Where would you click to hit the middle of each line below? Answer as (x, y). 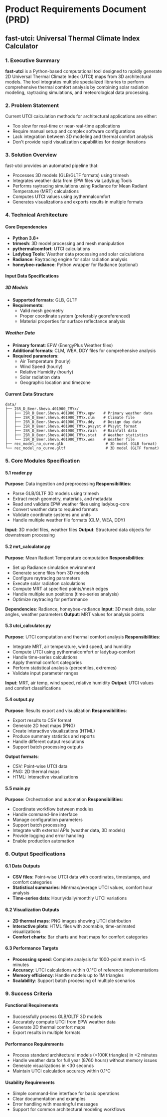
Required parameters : (35, 356)
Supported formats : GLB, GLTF (45, 300)
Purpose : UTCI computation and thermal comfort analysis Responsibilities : (83, 636)
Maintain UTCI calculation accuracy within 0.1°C (62, 1071)
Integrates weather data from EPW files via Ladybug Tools (72, 180)
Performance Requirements (34, 1044)
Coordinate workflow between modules (53, 809)
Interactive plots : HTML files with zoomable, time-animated (74, 926)
